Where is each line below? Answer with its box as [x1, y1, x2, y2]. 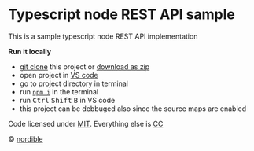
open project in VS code [19, 70, 98, 79]
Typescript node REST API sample [8, 6, 236, 24]
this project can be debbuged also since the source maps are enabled [19, 104, 247, 113]
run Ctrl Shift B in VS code [19, 95, 116, 105]
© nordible [8, 134, 43, 143]
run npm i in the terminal [19, 87, 99, 96]
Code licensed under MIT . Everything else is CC [8, 119, 164, 128]
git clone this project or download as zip [19, 61, 150, 72]
